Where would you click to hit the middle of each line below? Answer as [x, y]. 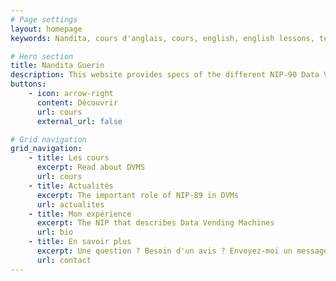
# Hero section [42, 56]
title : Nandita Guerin [57, 66]
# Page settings [44, 19]
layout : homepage [46, 29]
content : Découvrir [77, 102]
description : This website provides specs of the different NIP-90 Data [165, 75]
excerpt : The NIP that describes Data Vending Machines [155, 223]
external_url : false [79, 121]
